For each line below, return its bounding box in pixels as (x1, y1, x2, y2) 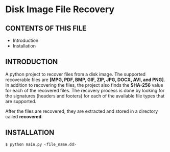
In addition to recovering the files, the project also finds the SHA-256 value (5, 82, 163, 88)
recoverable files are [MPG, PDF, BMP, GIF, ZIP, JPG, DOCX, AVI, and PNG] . (5, 77, 165, 83)
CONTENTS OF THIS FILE (5, 24, 87, 33)
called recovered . (5, 113, 43, 119)
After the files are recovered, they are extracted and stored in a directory (5, 108, 158, 114)
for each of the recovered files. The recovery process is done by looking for (5, 87, 165, 93)
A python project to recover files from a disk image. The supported (5, 71, 146, 77)
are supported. (5, 98, 37, 104)
